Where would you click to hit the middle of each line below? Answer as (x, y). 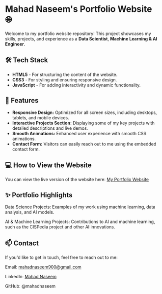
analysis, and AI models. (30, 212)
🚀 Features (22, 100)
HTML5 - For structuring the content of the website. (65, 74)
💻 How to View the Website (48, 165)
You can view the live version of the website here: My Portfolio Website (77, 180)
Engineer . (15, 44)
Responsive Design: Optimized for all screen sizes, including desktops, (84, 112)
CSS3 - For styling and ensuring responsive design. (64, 79)
